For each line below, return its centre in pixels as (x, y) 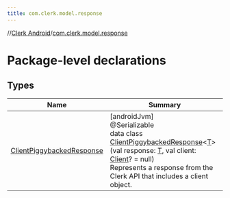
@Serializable (132, 125)
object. (121, 184)
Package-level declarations (87, 60)
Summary (165, 104)
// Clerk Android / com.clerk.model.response (67, 33)
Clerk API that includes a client (159, 176)
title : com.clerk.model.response (55, 13)
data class (126, 133)
